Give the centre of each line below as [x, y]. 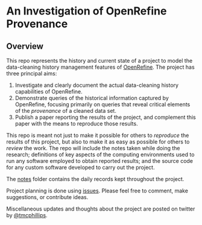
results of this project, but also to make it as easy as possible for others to [98, 142]
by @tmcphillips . [27, 215]
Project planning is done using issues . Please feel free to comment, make [97, 191]
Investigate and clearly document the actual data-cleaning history [97, 85]
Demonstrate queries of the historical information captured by [92, 98]
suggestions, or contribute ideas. [47, 197]
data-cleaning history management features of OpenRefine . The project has [100, 67]
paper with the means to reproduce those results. [76, 124]
